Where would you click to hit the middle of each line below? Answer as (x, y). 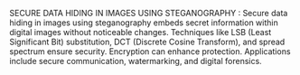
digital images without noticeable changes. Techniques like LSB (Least (141, 32)
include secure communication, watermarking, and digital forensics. (136, 61)
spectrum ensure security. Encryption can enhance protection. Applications (150, 52)
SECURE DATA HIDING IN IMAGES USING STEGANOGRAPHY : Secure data (149, 13)
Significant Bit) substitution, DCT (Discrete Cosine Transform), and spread (147, 42)
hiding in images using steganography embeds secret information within (144, 23)
